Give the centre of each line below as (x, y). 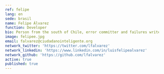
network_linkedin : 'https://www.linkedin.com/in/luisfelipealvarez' (76, 50)
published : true (21, 64)
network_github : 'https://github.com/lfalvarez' (55, 55)
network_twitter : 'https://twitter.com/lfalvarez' (58, 46)
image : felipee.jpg (25, 37)
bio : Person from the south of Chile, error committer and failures (76, 32)
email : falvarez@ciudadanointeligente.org (49, 41)
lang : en (14, 14)
